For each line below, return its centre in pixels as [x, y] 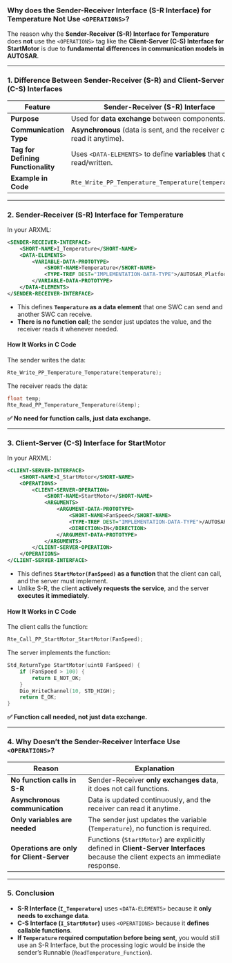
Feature [37, 107]
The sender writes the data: [47, 360]
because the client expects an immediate [154, 857]
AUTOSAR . [23, 56]
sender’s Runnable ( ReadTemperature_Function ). [85, 952]
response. [104, 865]
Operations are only [44, 848]
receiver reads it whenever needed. [68, 329]
